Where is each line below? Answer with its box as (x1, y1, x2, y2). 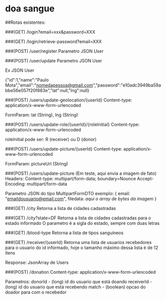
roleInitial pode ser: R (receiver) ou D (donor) (5, 136, 97, 142)
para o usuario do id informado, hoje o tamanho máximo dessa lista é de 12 (5, 245, 159, 250)
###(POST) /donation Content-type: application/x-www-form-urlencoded (5, 269, 156, 275)
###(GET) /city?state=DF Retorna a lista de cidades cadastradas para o (5, 215, 151, 221)
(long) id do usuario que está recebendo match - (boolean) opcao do (5, 284, 146, 290)
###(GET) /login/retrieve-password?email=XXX (5, 38, 102, 45)
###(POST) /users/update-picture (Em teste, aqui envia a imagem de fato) (5, 170, 157, 176)
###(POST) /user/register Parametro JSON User (5, 48, 104, 54)
